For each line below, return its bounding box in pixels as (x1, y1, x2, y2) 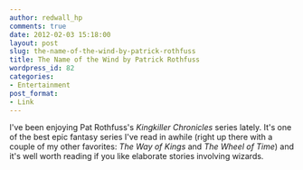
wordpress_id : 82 (9, 64, 75, 73)
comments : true (9, 22, 67, 31)
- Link (9, 97, 34, 107)
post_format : (9, 89, 59, 98)
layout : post (9, 38, 59, 48)
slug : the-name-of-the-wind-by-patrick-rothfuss (9, 47, 196, 56)
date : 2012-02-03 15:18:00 (9, 30, 111, 39)
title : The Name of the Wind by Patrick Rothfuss (9, 55, 201, 64)
